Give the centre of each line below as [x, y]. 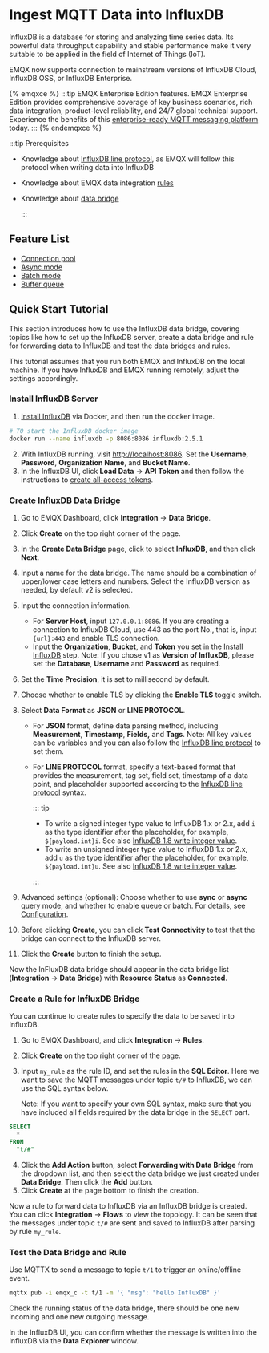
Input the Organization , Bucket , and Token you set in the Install [138, 646]
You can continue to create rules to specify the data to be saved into [122, 1016]
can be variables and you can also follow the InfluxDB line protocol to [147, 743]
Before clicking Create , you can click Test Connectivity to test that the [138, 930]
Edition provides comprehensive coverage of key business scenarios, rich [131, 102]
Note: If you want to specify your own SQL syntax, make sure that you [136, 1104]
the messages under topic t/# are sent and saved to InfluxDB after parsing [132, 1223]
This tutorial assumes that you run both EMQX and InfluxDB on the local [127, 361]
